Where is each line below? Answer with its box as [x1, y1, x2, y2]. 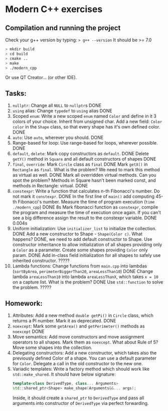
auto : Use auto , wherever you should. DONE [12, 134, 104, 141]
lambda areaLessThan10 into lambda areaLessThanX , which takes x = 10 [12, 273, 159, 280]
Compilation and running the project [5, 24, 121, 32]
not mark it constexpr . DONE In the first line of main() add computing [12, 193, 154, 199]
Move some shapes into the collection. [12, 345, 93, 351]
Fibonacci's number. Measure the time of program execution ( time [18, 199, 155, 205]
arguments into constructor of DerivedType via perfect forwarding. [12, 400, 149, 406]
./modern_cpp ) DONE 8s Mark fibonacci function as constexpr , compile [12, 204, 158, 210]
